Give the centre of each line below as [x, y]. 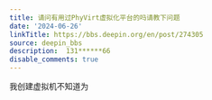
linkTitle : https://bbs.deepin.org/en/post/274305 [106, 34]
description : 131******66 [60, 51]
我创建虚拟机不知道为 [49, 86]
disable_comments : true [54, 59]
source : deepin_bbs [46, 43]
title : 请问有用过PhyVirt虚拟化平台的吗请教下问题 [95, 18]
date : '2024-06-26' [46, 26]
